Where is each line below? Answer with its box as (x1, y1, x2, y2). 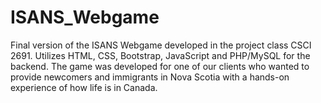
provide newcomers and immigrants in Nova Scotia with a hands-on (10, 71, 290, 83)
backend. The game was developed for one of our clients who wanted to (10, 60, 310, 72)
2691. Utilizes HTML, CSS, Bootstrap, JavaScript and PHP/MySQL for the (10, 49, 311, 61)
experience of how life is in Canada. (10, 81, 158, 93)
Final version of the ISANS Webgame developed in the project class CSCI (10, 39, 312, 51)
